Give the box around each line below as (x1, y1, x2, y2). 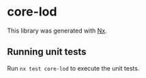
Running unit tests (7, 46, 87, 58)
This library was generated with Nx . (7, 26, 107, 35)
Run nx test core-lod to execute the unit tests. (7, 64, 140, 72)
